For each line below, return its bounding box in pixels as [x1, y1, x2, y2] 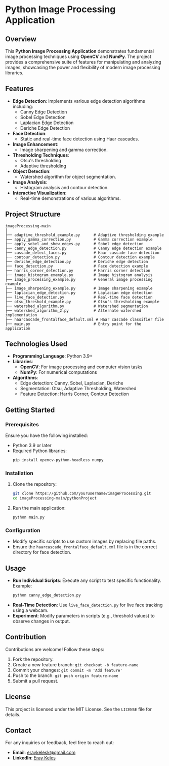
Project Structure [5, 210, 61, 219]
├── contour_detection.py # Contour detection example [5, 254, 155, 260]
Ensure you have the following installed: [5, 432, 89, 438]
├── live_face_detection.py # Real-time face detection [5, 294, 153, 300]
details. [5, 711, 21, 718]
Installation [5, 469, 34, 477]
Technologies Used [5, 340, 67, 348]
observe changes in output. [12, 618, 70, 624]
